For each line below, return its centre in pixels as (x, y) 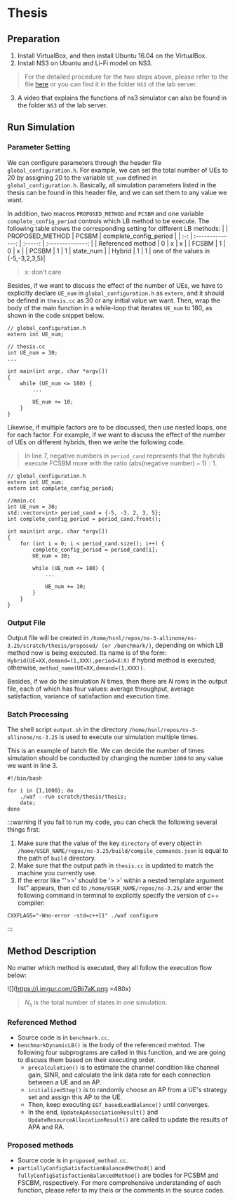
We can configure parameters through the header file (84, 162)
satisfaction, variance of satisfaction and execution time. (89, 696)
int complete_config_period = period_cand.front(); (84, 519)
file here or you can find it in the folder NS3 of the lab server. (111, 84)
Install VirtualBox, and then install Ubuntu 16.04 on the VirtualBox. (112, 55)
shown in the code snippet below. (56, 315)
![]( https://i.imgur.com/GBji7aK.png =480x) (69, 989)
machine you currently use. (57, 873)
